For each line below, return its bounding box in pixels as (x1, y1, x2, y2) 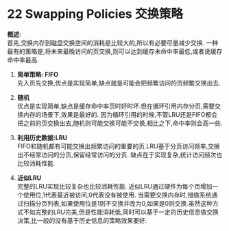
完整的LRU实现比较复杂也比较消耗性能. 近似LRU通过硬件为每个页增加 (16, 182, 213, 190)
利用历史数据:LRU (16, 133, 67, 141)
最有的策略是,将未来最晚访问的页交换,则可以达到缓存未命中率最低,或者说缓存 (7, 47, 223, 55)
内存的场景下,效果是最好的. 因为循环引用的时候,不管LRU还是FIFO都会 (23, 110, 218, 118)
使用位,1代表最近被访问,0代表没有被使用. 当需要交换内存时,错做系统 (23, 191, 212, 199)
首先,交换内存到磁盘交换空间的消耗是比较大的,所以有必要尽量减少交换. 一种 (7, 38, 219, 46)
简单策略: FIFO (16, 70, 58, 79)
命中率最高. (7, 55, 40, 64)
